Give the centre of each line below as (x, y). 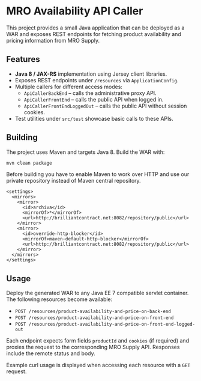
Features (23, 59)
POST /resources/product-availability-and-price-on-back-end (93, 312)
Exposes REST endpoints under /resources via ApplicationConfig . (97, 80)
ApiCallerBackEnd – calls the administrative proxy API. (90, 93)
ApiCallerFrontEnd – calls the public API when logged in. (94, 99)
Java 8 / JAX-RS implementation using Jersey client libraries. (91, 74)
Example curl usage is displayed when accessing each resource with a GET (98, 365)
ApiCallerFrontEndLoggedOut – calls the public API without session (105, 106)
